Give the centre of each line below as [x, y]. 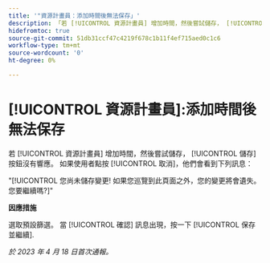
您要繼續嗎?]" [31, 190]
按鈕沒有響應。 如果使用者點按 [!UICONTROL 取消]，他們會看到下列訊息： [131, 163]
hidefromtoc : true [39, 30]
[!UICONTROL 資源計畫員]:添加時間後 [133, 110]
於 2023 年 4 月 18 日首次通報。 [61, 251]
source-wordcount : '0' [46, 53]
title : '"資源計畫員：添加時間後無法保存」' [74, 16]
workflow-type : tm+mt [45, 46]
